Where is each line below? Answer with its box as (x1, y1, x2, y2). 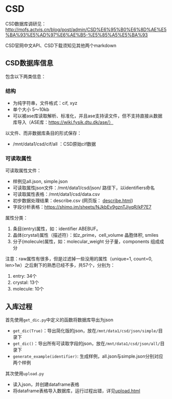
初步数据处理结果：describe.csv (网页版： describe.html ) (12, 197, 134, 204)
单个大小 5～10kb (12, 106, 50, 113)
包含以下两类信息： (5, 73, 46, 79)
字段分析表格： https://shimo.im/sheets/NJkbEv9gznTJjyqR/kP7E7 (12, 204, 152, 210)
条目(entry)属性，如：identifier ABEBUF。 (12, 226, 101, 232)
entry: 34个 (12, 273, 37, 279)
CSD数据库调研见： (5, 20, 47, 27)
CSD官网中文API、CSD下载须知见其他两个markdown (5, 42, 117, 49)
